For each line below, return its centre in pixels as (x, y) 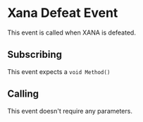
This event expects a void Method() (59, 71)
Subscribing (35, 55)
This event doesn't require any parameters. (70, 111)
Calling (23, 94)
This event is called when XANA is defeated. (71, 32)
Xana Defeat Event (63, 13)
